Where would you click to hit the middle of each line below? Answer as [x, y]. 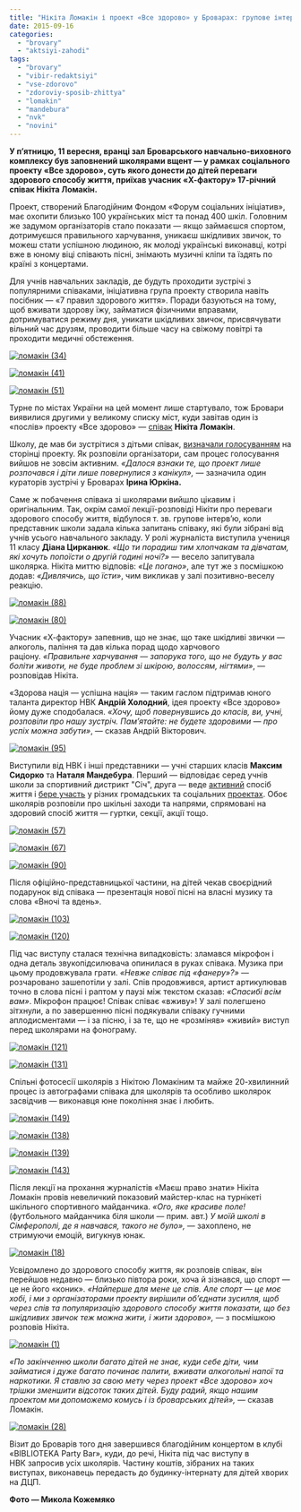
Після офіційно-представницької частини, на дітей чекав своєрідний [141, 882]
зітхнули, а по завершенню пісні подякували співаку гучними [127, 1010]
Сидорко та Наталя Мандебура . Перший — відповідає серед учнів [139, 775]
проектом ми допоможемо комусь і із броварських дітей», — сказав [142, 1400]
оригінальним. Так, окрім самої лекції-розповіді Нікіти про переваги [141, 509]
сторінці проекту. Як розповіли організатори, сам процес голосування [144, 454]
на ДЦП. [26, 1482]
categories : [31, 34]
